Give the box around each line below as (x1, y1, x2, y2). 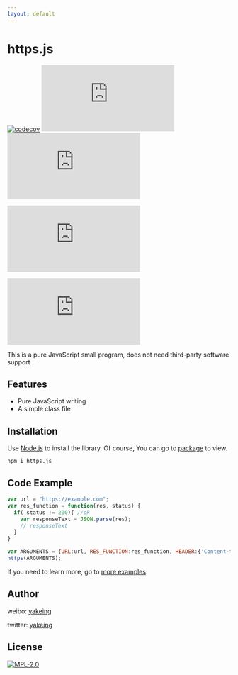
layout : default (7, 10, 55, 18)
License (7, 641, 43, 653)
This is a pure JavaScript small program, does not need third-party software (7, 350, 229, 359)
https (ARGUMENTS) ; (7, 554, 62, 562)
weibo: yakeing (7, 607, 52, 615)
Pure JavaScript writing (17, 397, 86, 406)
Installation (7, 425, 58, 437)
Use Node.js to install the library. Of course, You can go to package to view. (7, 444, 228, 452)
